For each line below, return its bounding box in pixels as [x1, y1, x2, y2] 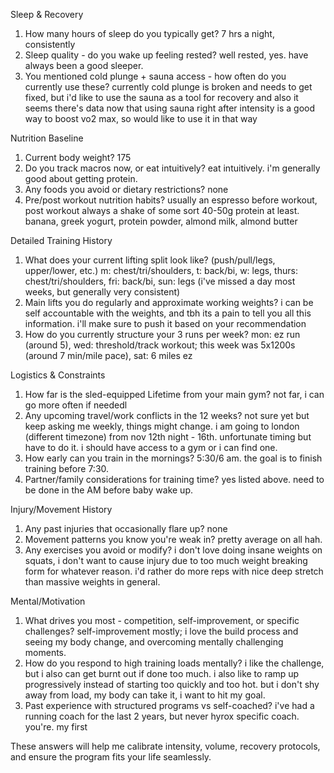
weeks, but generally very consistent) [24, 286, 181, 298]
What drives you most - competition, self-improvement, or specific [24, 615, 300, 626]
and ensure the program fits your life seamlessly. [10, 751, 212, 763]
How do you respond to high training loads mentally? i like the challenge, [24, 657, 325, 669]
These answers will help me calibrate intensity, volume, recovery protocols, [10, 740, 321, 752]
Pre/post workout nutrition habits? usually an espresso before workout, [24, 194, 318, 206]
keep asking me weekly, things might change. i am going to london [24, 420, 300, 432]
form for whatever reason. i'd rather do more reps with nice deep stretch [24, 565, 324, 577]
